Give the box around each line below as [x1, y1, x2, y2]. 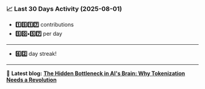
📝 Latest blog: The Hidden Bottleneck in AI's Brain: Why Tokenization [6, 70, 185, 77]
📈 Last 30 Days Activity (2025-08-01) [6, 4, 122, 13]
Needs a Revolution [6, 76, 57, 84]
